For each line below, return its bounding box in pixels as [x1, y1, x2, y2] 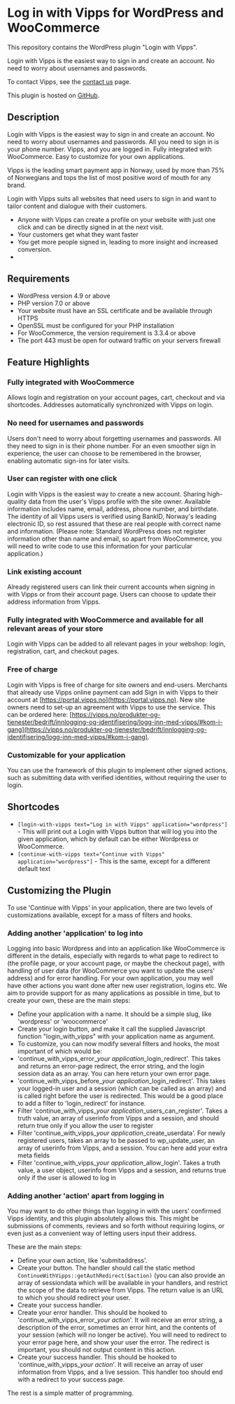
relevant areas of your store [7, 624, 104, 634]
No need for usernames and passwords [7, 418, 144, 428]
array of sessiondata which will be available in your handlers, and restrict [17, 1279, 228, 1287]
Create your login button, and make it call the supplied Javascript [17, 1024, 206, 1033]
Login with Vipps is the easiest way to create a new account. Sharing [7, 489, 206, 498]
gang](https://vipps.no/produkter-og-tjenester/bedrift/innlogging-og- [7, 725, 208, 733]
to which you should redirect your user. [17, 1293, 131, 1302]
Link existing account [7, 567, 82, 576]
